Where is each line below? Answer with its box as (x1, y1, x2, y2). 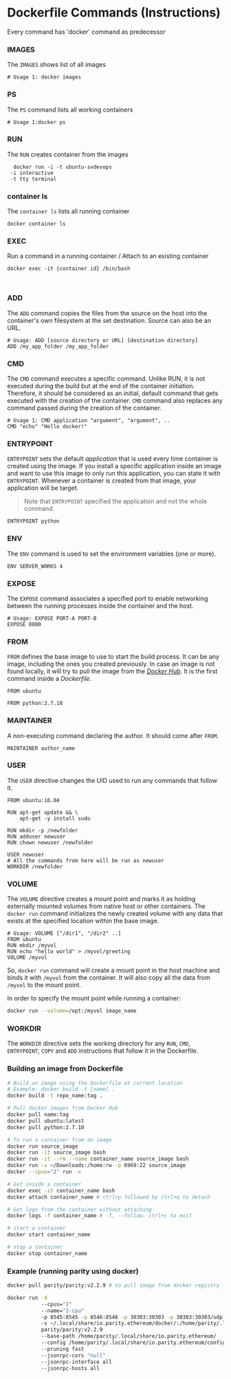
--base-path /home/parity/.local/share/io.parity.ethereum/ (41, 1333, 217, 1340)
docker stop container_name (7, 1250, 88, 1257)
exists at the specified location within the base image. (7, 917, 159, 925)
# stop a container (7, 1244, 63, 1251)
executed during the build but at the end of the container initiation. (7, 382, 195, 390)
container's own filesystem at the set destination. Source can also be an (7, 316, 212, 324)
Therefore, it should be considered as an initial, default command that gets (7, 389, 219, 397)
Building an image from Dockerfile (7, 1064, 124, 1073)
